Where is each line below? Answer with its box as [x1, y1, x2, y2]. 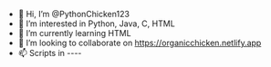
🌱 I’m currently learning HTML [17, 28, 131, 38]
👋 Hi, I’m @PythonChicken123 [17, 9, 130, 19]
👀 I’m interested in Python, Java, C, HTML [17, 18, 175, 29]
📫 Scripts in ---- [17, 48, 82, 58]
